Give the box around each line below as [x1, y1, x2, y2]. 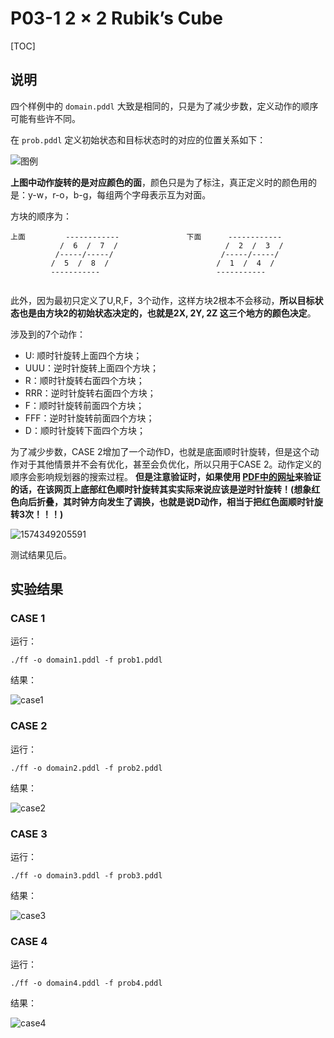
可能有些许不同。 [10, 112, 81, 124]
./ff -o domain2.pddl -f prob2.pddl [10, 763, 163, 773]
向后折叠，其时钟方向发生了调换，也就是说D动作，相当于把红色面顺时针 [18, 495, 315, 507]
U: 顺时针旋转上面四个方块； [24, 349, 143, 361]
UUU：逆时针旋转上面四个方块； [24, 362, 160, 374]
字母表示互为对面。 [131, 188, 212, 201]
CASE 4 [10, 934, 48, 948]
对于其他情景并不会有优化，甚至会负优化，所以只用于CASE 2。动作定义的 [18, 458, 322, 470]
